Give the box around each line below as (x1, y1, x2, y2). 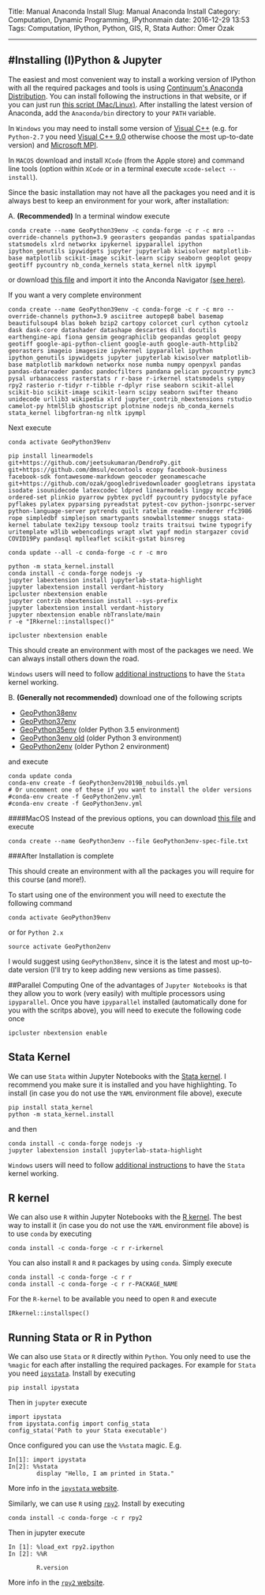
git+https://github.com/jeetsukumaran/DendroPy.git (8, 459, 181, 466)
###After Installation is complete (8, 851, 114, 860)
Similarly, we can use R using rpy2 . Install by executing (8, 1499, 185, 1508)
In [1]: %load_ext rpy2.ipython (8, 1543, 114, 1552)
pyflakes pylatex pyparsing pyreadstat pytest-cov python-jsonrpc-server (8, 500, 256, 508)
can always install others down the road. (8, 653, 140, 663)
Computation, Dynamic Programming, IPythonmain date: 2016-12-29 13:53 (8, 15, 250, 24)
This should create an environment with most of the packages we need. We (8, 645, 254, 654)
